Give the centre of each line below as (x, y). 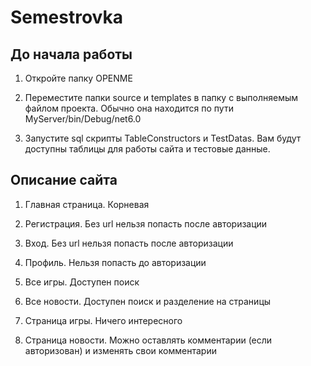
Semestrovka (66, 17)
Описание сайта (64, 180)
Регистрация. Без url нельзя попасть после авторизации (146, 223)
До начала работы (71, 54)
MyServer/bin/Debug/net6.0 (83, 119)
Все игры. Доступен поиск (82, 282)
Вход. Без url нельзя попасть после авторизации (129, 243)
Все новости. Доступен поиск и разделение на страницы (148, 301)
